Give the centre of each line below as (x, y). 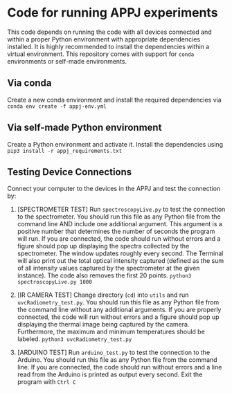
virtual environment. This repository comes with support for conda (101, 54)
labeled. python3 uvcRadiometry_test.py (74, 339)
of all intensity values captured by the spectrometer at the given (108, 268)
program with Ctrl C (46, 382)
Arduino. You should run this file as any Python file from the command (117, 360)
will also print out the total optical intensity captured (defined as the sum (120, 261)
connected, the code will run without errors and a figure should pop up (118, 317)
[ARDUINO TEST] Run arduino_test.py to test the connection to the (114, 353)
